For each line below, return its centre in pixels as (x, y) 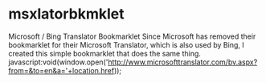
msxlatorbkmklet (66, 14)
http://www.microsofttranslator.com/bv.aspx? (183, 62)
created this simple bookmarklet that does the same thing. (104, 53)
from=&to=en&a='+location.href (61, 70)
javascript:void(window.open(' (58, 62)
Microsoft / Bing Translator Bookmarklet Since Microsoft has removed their (132, 36)
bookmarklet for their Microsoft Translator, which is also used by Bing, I (126, 44)
